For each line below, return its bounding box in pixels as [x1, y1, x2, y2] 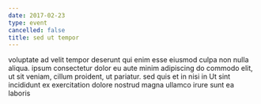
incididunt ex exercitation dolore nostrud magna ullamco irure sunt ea [8, 80, 235, 90]
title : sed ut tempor [8, 33, 80, 42]
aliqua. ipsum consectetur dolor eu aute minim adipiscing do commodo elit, [8, 64, 253, 73]
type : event [8, 19, 47, 27]
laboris [8, 88, 31, 98]
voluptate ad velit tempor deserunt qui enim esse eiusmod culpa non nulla [8, 55, 249, 65]
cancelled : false [8, 26, 66, 34]
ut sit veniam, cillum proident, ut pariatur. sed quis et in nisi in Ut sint [8, 72, 231, 81]
